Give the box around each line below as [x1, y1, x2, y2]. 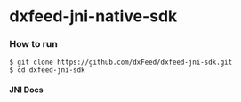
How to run [9, 38, 58, 51]
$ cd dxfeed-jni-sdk [9, 66, 86, 75]
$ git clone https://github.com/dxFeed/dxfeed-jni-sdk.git [9, 58, 233, 67]
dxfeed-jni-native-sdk [9, 6, 178, 27]
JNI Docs [9, 84, 44, 95]
